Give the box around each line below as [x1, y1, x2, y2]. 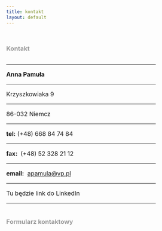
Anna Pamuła [6, 70, 45, 78]
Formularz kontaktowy [6, 217, 74, 226]
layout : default [6, 14, 47, 20]
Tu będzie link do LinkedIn [6, 189, 80, 197]
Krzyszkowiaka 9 [6, 90, 54, 98]
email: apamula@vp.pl [6, 169, 72, 177]
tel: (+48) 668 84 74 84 [6, 129, 74, 138]
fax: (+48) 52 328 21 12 [6, 149, 74, 157]
